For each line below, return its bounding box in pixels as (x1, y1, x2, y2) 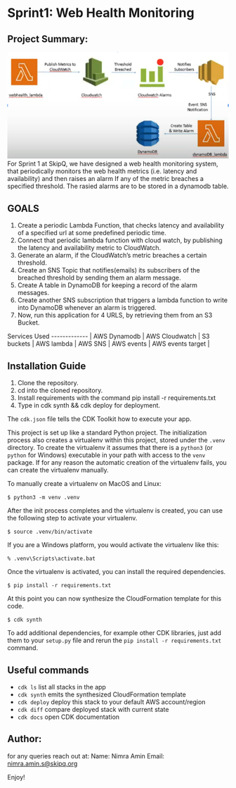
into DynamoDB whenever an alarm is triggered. (17, 304, 157, 312)
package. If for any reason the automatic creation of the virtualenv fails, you (7, 458, 227, 467)
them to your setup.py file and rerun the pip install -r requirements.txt (7, 636, 222, 645)
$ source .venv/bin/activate (7, 528, 93, 536)
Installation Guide (7, 360, 86, 372)
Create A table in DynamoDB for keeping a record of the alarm (17, 281, 198, 289)
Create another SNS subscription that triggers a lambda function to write (17, 296, 228, 304)
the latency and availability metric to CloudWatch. (17, 244, 162, 252)
